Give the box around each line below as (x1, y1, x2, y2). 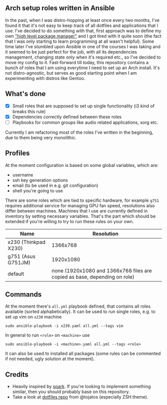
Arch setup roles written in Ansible (5, 4, 115, 12)
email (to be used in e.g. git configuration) (12, 182, 98, 188)
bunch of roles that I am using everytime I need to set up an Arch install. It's (5, 65, 160, 71)
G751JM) (7, 259, 31, 266)
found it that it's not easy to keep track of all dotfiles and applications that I (5, 22, 158, 28)
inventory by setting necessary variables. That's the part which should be (5, 213, 156, 219)
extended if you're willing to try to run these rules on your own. (5, 218, 134, 224)
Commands (5, 290, 42, 299)
